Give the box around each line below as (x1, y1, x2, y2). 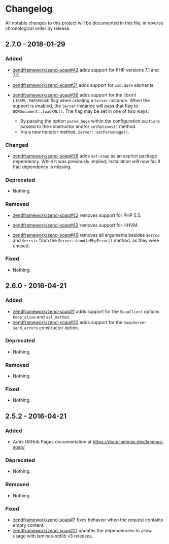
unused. (12, 242, 30, 249)
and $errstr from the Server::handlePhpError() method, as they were (12, 237, 159, 243)
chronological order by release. (5, 25, 71, 31)
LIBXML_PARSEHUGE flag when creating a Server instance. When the (12, 97, 150, 103)
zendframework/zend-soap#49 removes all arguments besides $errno (12, 232, 160, 238)
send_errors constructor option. (12, 325, 80, 331)
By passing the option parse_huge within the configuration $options (20, 118, 160, 124)
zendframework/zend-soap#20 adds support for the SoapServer (12, 319, 147, 325)
